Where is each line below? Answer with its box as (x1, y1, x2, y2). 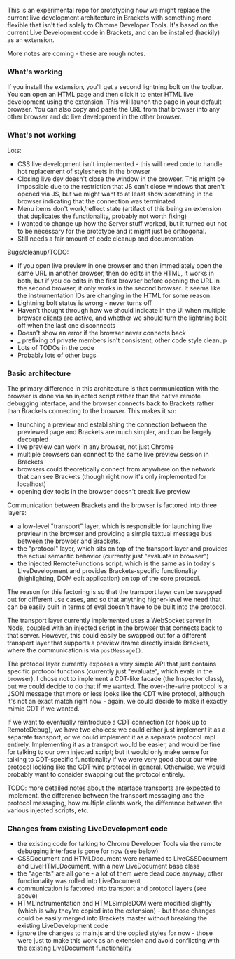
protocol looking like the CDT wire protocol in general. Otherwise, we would (7, 763, 225, 771)
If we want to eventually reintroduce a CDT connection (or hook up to (7, 718, 207, 726)
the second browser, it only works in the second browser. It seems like (17, 283, 221, 292)
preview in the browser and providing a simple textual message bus (17, 529, 212, 537)
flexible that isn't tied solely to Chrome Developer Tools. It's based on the (7, 21, 219, 29)
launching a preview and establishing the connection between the (17, 420, 208, 429)
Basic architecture (7, 368, 71, 378)
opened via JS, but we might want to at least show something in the (17, 189, 213, 198)
